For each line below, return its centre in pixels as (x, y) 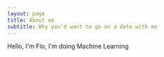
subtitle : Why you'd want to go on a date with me (82, 26)
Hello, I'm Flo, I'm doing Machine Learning (68, 47)
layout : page (26, 14)
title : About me (31, 20)
